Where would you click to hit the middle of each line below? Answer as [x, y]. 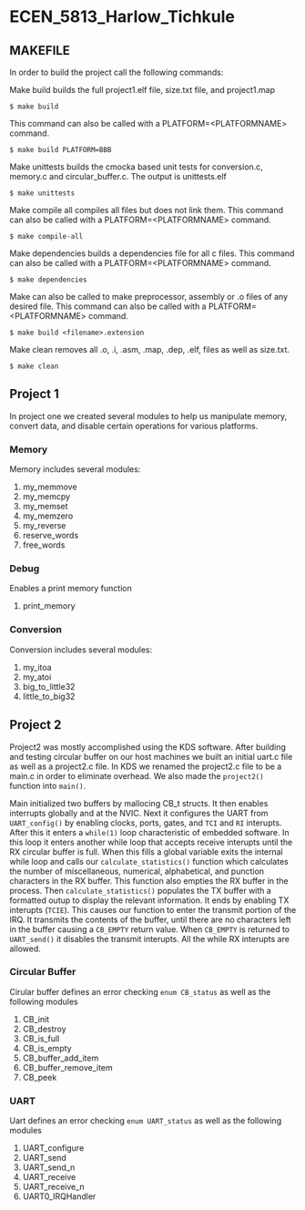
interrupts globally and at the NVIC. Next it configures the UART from [139, 813]
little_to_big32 [49, 696]
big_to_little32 [49, 686]
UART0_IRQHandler [59, 1196]
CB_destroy [44, 1029]
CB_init [36, 1019]
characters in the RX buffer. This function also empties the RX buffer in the [149, 880]
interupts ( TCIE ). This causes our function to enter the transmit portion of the [153, 909]
